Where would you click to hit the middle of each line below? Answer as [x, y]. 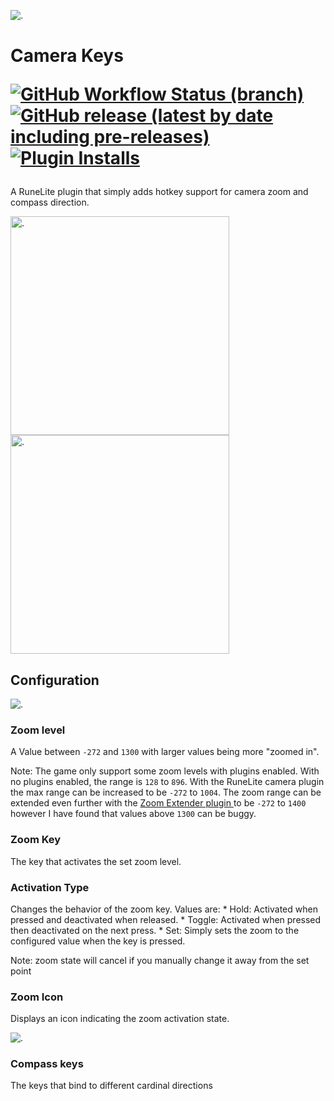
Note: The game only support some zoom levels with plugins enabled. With [165, 771]
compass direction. [50, 202]
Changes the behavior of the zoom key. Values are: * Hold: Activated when [164, 909]
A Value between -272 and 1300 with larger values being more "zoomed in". [165, 752]
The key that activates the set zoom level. [96, 861]
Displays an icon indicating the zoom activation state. [120, 1019]
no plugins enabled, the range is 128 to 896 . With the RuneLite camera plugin [167, 782]
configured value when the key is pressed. [98, 941]
